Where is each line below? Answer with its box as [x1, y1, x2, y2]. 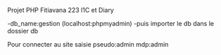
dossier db [7, 27, 39, 35]
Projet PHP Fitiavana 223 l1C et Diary [7, 6, 114, 14]
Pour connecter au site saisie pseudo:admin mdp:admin [7, 40, 169, 48]
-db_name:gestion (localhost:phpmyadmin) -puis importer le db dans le [7, 19, 215, 27]
